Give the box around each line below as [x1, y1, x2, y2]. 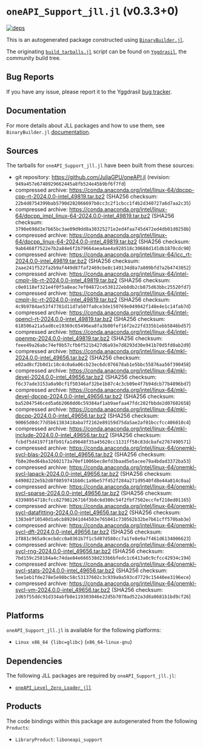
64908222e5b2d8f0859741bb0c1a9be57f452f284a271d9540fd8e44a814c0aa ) [15, 476, 191, 484]
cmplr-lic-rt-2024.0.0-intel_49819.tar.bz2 [15, 296, 118, 303]
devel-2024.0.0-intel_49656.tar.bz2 [15, 373, 104, 381]
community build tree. [6, 54, 61, 61]
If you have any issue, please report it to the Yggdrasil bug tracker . [6, 88, 172, 95]
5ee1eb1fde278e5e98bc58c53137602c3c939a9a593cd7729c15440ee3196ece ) [15, 574, 191, 581]
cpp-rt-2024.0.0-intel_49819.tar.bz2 [15, 193, 105, 200]
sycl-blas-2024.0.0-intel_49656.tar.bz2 [15, 451, 113, 458]
